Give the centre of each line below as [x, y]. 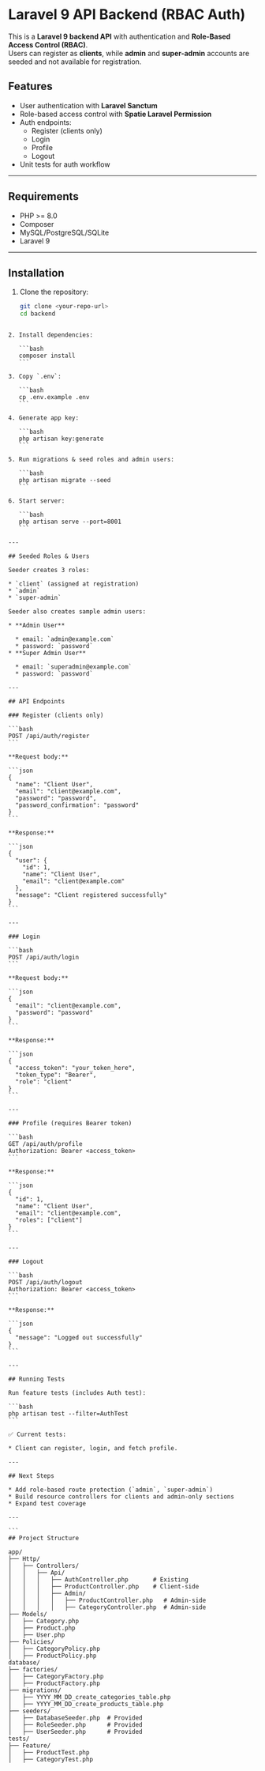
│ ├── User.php [37, 1635]
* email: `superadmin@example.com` [74, 667]
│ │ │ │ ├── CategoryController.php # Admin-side [107, 1607]
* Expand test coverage [47, 1504]
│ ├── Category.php [44, 1622]
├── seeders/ [30, 1711]
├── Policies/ [32, 1642]
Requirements [43, 196]
